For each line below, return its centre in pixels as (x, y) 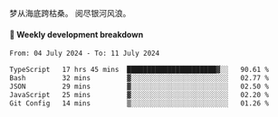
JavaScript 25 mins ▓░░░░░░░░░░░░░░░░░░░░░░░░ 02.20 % (139, 94)
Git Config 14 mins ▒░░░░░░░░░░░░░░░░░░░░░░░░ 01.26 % (139, 103)
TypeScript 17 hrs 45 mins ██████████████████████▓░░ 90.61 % (139, 70)
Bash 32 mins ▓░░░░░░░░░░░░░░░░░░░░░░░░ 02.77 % (139, 78)
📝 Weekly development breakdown (77, 34)
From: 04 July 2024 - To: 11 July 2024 (85, 54)
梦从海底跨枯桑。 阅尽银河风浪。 (70, 13)
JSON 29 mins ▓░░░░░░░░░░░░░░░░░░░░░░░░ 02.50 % (139, 86)
